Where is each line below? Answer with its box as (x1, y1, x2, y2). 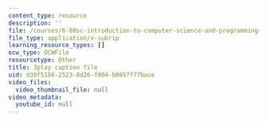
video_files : (8, 78, 52, 86)
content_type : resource (8, 11, 88, 20)
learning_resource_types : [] (8, 41, 105, 49)
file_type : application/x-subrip (8, 33, 120, 42)
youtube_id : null (15, 100, 73, 108)
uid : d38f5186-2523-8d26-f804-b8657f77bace (8, 71, 156, 79)
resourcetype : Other (8, 57, 77, 64)
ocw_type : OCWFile (8, 49, 69, 57)
